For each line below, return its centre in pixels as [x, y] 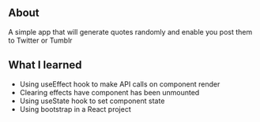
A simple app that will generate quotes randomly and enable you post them [130, 31]
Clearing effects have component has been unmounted [109, 92]
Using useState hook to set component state [92, 101]
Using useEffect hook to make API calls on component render [120, 84]
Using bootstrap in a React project [75, 109]
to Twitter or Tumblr [40, 40]
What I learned [45, 65]
